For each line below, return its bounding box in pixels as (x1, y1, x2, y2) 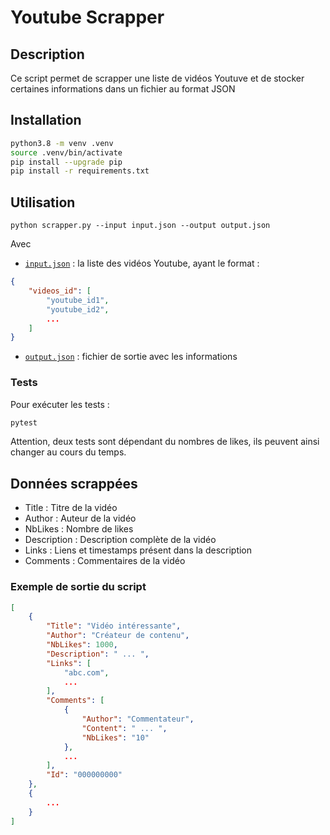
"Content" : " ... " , (81, 723, 168, 733)
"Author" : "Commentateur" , (81, 714, 195, 725)
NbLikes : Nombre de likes (24, 523, 134, 535)
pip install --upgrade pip (10, 157, 123, 167)
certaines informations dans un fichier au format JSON (10, 83, 236, 95)
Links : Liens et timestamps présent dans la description (24, 544, 253, 556)
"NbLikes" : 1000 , (46, 640, 118, 650)
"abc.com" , (63, 667, 110, 678)
